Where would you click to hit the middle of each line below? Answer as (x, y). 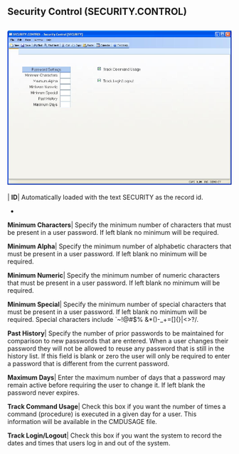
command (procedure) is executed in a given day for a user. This (102, 414)
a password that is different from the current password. (88, 364)
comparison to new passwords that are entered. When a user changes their (118, 341)
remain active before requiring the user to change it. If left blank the (106, 385)
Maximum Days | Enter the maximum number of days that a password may (116, 378)
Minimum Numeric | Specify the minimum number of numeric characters (114, 276)
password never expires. (43, 393)
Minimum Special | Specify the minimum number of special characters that (117, 304)
